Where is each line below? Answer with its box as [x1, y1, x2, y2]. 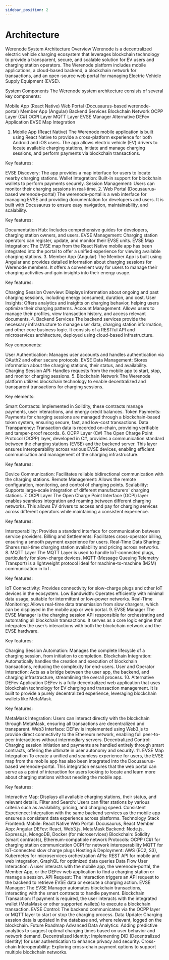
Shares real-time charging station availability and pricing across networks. [5, 544, 160, 550]
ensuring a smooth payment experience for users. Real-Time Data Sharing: [5, 538, 161, 545]
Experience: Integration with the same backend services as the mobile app [5, 810, 160, 816]
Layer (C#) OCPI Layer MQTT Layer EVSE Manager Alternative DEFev [5, 113, 150, 119]
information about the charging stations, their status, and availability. [5, 362, 148, 368]
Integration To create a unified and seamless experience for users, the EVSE [5, 752, 164, 759]
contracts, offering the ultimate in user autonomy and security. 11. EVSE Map [5, 747, 164, 753]
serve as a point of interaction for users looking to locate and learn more [5, 768, 156, 774]
